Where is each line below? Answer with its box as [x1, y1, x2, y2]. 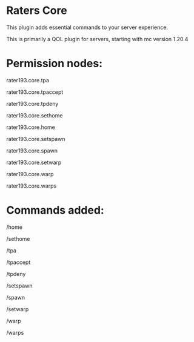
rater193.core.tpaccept [6, 88, 64, 96]
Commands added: [6, 203, 104, 217]
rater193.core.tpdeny [6, 100, 59, 107]
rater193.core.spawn [6, 146, 58, 154]
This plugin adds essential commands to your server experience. [6, 24, 169, 31]
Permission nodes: [6, 57, 103, 70]
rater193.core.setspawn [6, 135, 65, 142]
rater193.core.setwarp [6, 159, 62, 166]
